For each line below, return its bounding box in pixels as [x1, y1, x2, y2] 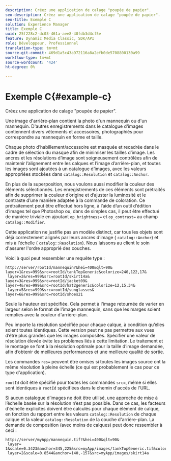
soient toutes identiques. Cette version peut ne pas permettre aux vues [5, 327, 155, 333]
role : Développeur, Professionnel [5, 41, 79, 46]
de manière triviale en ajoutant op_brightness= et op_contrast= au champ [5, 214, 158, 220]
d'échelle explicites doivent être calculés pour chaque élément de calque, [5, 406, 160, 412]
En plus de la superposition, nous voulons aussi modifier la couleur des [5, 181, 155, 187]
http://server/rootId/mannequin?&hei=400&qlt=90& [5, 265, 113, 270]
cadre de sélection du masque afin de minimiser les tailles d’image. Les [5, 149, 155, 156]
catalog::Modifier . [5, 219, 46, 225]
